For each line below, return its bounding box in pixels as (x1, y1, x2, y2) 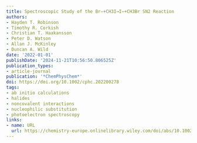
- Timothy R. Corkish (6, 25, 59, 31)
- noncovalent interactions (6, 100, 75, 107)
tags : (6, 85, 19, 90)
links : (6, 117, 22, 123)
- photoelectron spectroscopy (6, 111, 80, 117)
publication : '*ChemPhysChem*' (6, 74, 83, 79)
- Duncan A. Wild (6, 47, 49, 53)
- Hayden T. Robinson (6, 19, 59, 25)
